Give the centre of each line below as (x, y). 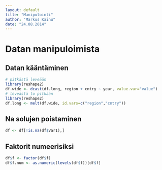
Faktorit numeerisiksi (40, 146)
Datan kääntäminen (37, 68)
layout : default (22, 10)
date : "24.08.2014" (26, 24)
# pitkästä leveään (26, 80)
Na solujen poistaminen (43, 119)
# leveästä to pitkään (29, 94)
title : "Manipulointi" (29, 15)
